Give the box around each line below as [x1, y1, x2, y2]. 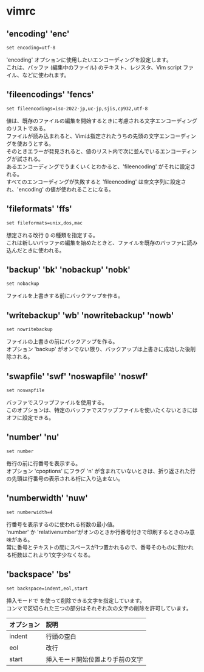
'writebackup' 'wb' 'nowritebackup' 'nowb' [6, 310, 174, 321]
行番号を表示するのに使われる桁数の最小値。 [6, 520, 118, 528]
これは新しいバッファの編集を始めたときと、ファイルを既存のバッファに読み [6, 239, 198, 246]
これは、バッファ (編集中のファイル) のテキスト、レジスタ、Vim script [6, 64, 182, 71]
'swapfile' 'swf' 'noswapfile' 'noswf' [6, 371, 149, 382]
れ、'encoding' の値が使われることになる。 [6, 185, 114, 193]
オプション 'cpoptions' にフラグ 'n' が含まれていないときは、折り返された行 [6, 467, 195, 474]
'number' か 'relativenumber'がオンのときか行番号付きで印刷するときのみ [6, 528, 190, 535]
